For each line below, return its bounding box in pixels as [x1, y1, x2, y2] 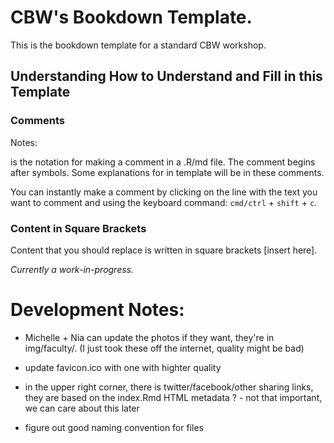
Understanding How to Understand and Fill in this [10, 68, 323, 85]
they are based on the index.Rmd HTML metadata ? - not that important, [24, 391, 323, 403]
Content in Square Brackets [10, 221, 147, 235]
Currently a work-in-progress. [10, 263, 135, 275]
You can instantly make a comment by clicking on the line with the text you [10, 186, 318, 198]
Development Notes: [10, 299, 185, 321]
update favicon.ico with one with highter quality [24, 361, 222, 373]
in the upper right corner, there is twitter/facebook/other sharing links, [24, 381, 314, 393]
